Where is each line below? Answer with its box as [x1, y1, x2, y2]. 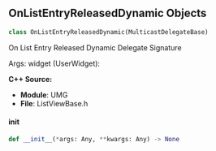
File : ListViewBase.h [19, 98, 89, 108]
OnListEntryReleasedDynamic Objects [8, 6, 207, 20]
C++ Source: [8, 74, 53, 84]
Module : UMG [19, 89, 68, 100]
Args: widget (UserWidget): [8, 58, 100, 68]
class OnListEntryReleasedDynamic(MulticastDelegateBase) [8, 28, 209, 36]
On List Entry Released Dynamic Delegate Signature [8, 42, 182, 52]
